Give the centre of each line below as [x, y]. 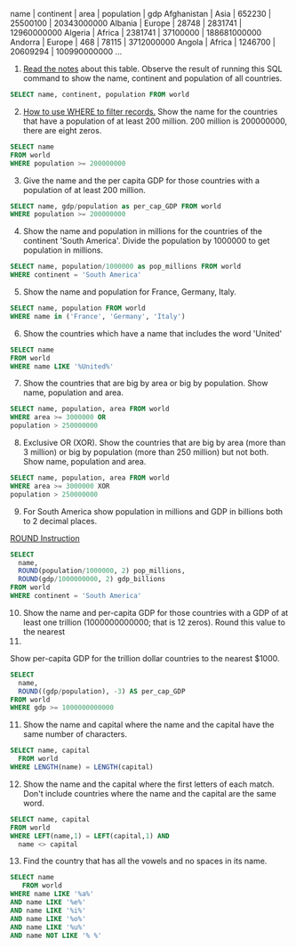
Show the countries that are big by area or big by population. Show [145, 384]
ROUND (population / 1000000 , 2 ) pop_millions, [102, 571]
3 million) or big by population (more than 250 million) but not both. [146, 452]
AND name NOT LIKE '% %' [56, 935]
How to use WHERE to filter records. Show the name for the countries [150, 111]
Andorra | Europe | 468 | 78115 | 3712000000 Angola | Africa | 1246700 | [143, 42]
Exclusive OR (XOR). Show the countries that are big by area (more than [154, 442]
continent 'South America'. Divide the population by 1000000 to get [146, 241]
